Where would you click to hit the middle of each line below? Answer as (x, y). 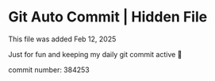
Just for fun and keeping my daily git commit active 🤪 (95, 54)
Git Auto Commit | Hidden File (108, 17)
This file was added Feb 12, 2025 (62, 39)
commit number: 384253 (49, 69)
